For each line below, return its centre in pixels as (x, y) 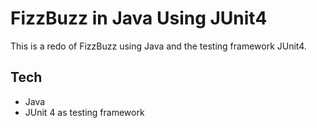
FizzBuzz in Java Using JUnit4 (139, 18)
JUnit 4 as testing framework (84, 112)
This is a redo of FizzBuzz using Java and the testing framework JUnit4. (158, 46)
